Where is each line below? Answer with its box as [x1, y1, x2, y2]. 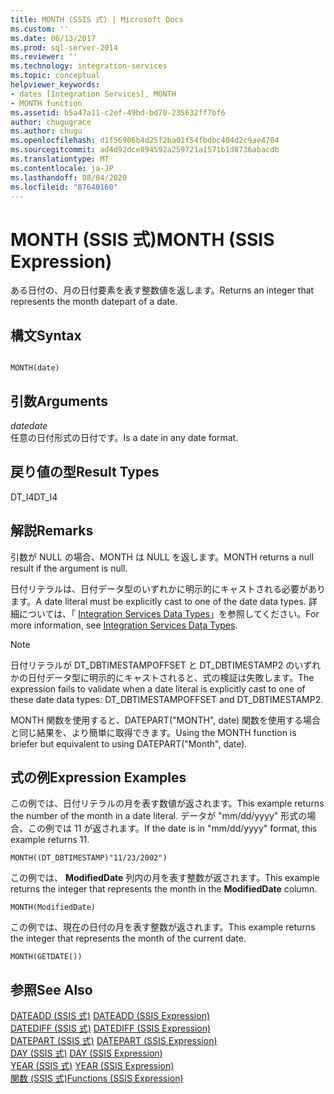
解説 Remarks [10, 522, 94, 540]
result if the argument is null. [10, 562, 128, 574]
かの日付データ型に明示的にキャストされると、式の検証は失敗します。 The [10, 671, 315, 683]
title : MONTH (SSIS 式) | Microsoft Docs [10, 14, 184, 25]
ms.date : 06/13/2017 [10, 33, 97, 43]
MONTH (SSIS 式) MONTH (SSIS [10, 228, 275, 251]
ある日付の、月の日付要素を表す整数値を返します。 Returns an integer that [10, 284, 315, 296]
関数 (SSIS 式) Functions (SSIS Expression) [10, 1072, 184, 1085]
